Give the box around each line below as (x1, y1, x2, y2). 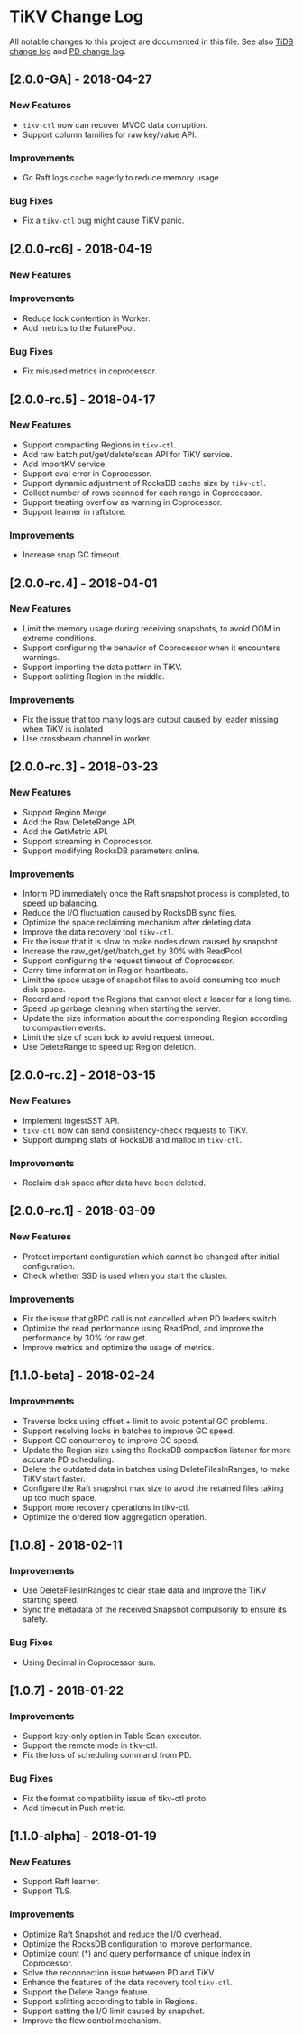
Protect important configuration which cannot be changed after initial (22, 1251, 280, 1262)
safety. (22, 1614, 49, 1625)
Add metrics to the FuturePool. (22, 322, 137, 333)
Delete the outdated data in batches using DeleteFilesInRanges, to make (22, 1463, 290, 1474)
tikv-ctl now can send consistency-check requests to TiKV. (22, 1125, 248, 1136)
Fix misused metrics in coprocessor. (22, 365, 158, 376)
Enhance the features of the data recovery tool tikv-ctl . (22, 1976, 233, 1987)
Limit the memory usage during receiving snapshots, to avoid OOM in (22, 622, 281, 633)
